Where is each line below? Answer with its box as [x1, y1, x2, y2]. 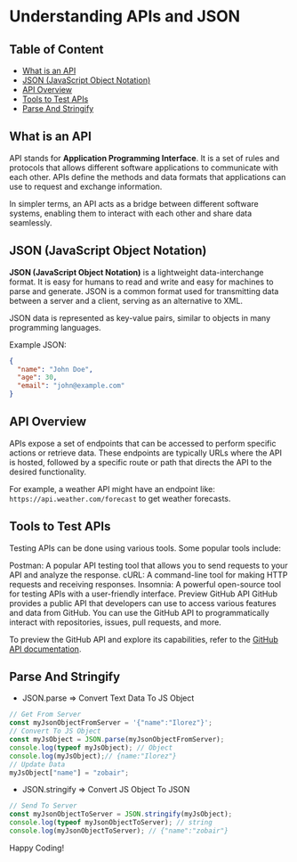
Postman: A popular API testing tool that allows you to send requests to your [9, 560, 288, 571]
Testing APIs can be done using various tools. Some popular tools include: [9, 542, 282, 554]
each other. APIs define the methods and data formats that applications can [9, 171, 286, 182]
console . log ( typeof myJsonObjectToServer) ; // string [9, 818, 213, 827]
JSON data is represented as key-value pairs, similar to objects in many [9, 312, 271, 323]
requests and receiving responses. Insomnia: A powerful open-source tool [9, 579, 282, 589]
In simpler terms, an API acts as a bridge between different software [9, 198, 260, 209]
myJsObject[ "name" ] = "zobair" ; [9, 768, 129, 777]
